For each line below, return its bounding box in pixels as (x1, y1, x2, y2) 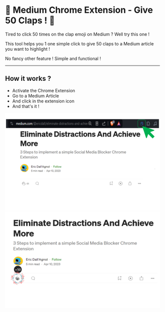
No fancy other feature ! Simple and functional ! (5, 55, 101, 61)
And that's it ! (12, 103, 39, 109)
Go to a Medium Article (12, 93, 59, 99)
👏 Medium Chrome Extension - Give (5, 4, 153, 16)
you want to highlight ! (5, 46, 50, 52)
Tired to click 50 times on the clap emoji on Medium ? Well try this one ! (5, 31, 150, 37)
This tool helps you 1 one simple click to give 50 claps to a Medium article (5, 40, 154, 46)
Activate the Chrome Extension (12, 87, 75, 93)
